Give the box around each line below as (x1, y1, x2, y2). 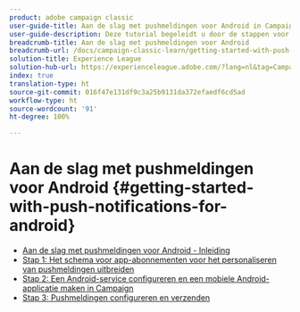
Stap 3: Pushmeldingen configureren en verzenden (21, 292, 211, 303)
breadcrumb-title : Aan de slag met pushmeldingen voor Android (9, 37, 250, 47)
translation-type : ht (9, 79, 90, 88)
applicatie (21, 283, 59, 294)
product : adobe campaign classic (9, 12, 134, 22)
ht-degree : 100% (9, 112, 70, 121)
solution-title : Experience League (9, 54, 142, 63)
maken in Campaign (60, 283, 134, 294)
